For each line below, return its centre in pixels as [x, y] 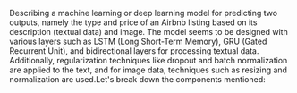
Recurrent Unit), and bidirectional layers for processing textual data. [134, 51]
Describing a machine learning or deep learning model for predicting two [144, 13]
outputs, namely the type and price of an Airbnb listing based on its [133, 22]
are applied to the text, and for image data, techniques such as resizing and [148, 70]
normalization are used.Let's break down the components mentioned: [137, 79]
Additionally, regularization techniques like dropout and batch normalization [148, 60]
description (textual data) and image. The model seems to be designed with [148, 32]
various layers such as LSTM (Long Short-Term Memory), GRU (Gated [138, 41]
